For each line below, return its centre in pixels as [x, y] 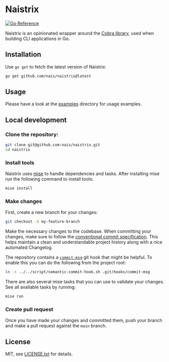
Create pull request [29, 309]
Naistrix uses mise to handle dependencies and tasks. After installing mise [82, 174]
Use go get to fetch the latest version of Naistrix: [56, 66]
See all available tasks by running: [41, 287]
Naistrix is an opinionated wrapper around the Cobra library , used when [79, 33]
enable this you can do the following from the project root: [66, 263]
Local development [36, 120]
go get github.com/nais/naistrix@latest [48, 76]
